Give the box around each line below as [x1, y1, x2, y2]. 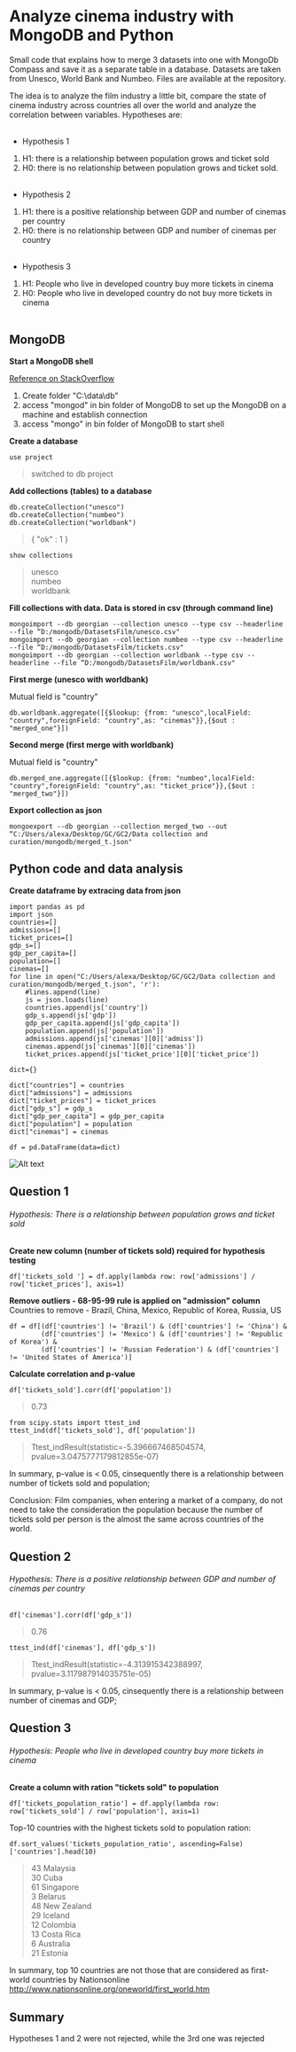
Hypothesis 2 [21, 189, 71, 200]
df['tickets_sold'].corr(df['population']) [9, 1386, 173, 1395]
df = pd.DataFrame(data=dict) [9, 1142, 121, 1152]
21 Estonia [30, 1948, 69, 1959]
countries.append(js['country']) [25, 1003, 149, 1012]
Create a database [9, 435, 78, 446]
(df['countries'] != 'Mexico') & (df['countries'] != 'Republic [41, 1330, 284, 1339]
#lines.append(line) [25, 987, 101, 997]
